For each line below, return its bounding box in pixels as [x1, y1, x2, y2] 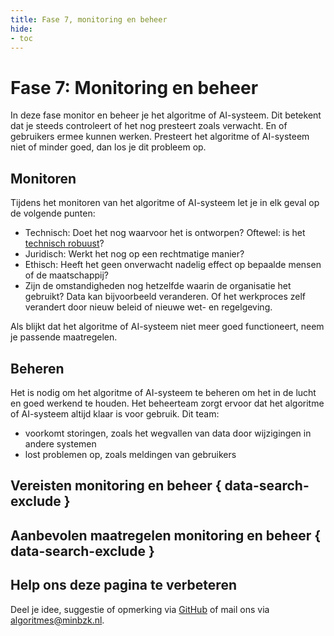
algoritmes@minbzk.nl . [10, 614, 105, 626]
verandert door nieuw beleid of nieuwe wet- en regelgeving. [24, 301, 273, 313]
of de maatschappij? [24, 269, 110, 281]
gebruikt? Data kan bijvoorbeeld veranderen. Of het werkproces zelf [24, 291, 307, 303]
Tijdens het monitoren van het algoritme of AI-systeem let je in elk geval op [10, 197, 320, 209]
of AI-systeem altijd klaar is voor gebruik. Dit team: [10, 407, 220, 420]
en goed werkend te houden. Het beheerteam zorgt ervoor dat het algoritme [10, 397, 325, 409]
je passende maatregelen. [10, 331, 118, 343]
